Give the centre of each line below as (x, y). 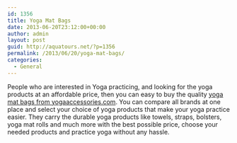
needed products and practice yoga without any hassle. (88, 132)
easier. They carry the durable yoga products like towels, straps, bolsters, (115, 117)
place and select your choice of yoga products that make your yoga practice (118, 109)
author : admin (28, 34)
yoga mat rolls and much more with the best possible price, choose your (112, 124)
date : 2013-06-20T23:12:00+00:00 (57, 27)
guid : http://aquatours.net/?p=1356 (61, 47)
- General (28, 67)
